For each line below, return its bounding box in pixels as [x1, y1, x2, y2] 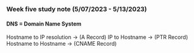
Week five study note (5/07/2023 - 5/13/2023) [6, 5, 148, 13]
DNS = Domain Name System [6, 20, 82, 27]
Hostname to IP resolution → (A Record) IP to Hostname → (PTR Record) [6, 34, 188, 41]
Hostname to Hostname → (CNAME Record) [6, 40, 117, 48]
